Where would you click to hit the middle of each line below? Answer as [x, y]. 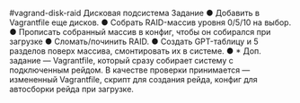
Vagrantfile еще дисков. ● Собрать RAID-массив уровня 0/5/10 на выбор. [150, 22]
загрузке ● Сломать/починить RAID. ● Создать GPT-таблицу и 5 [134, 41]
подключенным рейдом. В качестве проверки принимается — [130, 70]
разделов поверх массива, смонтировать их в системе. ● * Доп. [136, 51]
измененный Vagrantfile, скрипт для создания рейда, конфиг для [133, 79]
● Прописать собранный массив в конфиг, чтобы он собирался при [140, 32]
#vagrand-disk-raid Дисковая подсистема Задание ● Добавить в [135, 13]
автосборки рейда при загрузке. [72, 89]
